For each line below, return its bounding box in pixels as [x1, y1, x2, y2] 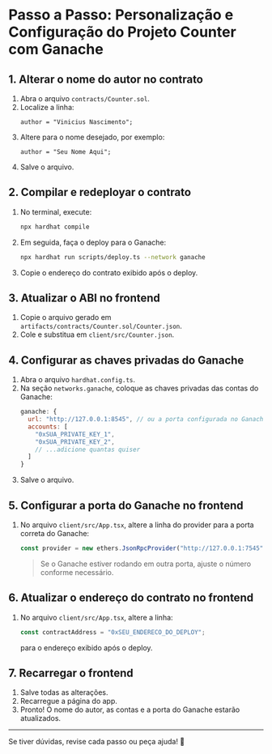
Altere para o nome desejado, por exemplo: [19, 132, 165, 142]
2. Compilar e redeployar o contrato [8, 185, 192, 199]
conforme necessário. [40, 567, 114, 577]
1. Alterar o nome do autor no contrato [8, 72, 204, 86]
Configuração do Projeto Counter [8, 23, 236, 41]
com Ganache [8, 40, 104, 58]
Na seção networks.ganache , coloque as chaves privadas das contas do [19, 383, 259, 394]
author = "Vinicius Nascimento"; [19, 118, 134, 126]
